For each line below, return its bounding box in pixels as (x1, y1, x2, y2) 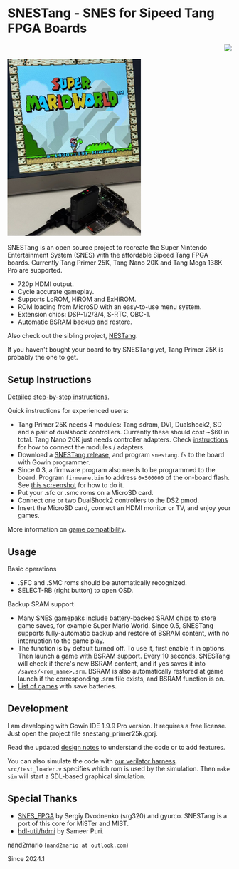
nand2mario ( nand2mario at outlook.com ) (7, 840, 129, 849)
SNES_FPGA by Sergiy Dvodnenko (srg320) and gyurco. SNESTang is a (17, 811, 228, 820)
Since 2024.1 (7, 854, 45, 863)
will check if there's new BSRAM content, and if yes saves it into (17, 659, 206, 668)
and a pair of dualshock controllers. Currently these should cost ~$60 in (17, 428, 230, 437)
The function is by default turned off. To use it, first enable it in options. (17, 644, 226, 653)
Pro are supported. (7, 266, 63, 275)
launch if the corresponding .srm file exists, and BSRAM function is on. (17, 674, 225, 683)
